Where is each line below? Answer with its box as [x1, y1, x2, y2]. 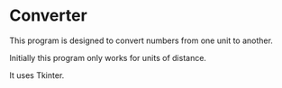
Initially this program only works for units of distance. [9, 52, 207, 63]
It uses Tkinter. [9, 69, 65, 81]
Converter [9, 5, 87, 26]
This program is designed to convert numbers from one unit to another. [9, 35, 273, 46]
